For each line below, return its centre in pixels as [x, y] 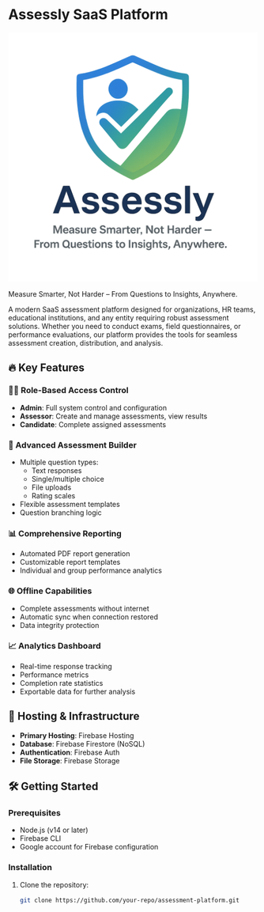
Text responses [57, 470]
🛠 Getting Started [53, 787]
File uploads [51, 487]
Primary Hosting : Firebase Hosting [77, 735]
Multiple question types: [59, 462]
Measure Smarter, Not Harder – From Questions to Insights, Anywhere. [123, 293]
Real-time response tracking [66, 666]
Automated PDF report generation [75, 554]
